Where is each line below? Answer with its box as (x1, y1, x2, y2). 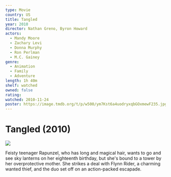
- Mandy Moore (10, 36, 40, 41)
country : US (5, 12, 31, 17)
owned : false (5, 87, 33, 93)
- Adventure (10, 74, 36, 79)
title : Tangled (5, 17, 38, 22)
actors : (5, 31, 22, 36)
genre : (5, 59, 19, 64)
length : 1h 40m (5, 78, 38, 83)
